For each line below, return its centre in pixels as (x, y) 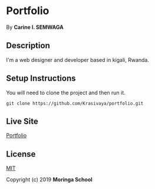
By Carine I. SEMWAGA (35, 27)
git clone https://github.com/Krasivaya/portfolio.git (75, 103)
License (21, 154)
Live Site (22, 121)
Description (28, 46)
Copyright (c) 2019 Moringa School (49, 180)
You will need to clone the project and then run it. (66, 92)
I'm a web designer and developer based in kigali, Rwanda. (77, 59)
